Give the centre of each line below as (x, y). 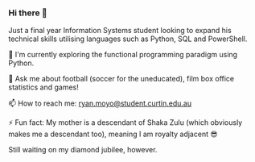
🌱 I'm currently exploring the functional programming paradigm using (123, 55)
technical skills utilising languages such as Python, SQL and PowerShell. (128, 39)
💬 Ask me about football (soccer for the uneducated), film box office (121, 79)
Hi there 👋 (28, 13)
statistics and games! (43, 87)
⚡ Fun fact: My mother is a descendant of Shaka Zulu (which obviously (125, 123)
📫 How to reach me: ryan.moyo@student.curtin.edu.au (100, 103)
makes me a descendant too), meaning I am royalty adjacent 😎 (113, 134)
